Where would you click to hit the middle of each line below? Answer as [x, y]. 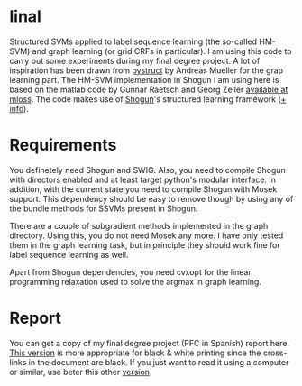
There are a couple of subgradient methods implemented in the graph [139, 225]
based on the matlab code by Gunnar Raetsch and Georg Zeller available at [149, 89]
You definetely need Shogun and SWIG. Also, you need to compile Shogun [147, 170]
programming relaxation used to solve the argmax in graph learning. [135, 281]
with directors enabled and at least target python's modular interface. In [143, 179]
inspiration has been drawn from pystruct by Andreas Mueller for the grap [146, 70]
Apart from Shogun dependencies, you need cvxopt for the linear [130, 271]
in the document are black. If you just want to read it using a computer [159, 362]
